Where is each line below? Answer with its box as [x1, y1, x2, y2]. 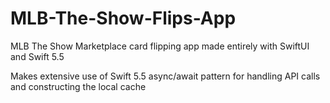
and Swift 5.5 [10, 50, 65, 62]
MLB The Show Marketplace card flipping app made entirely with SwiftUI [10, 40, 310, 52]
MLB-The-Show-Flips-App [10, 7, 237, 30]
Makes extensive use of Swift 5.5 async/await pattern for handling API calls [10, 70, 321, 82]
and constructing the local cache [10, 80, 147, 92]
